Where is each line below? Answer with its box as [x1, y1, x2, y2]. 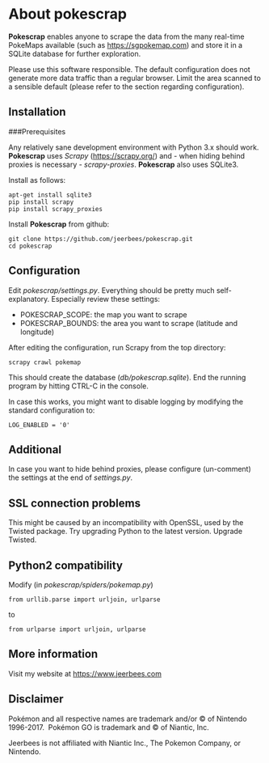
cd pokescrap [8, 242, 53, 250]
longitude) [19, 327, 55, 337]
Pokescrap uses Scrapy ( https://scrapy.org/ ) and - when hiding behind [8, 150, 245, 160]
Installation [8, 105, 66, 119]
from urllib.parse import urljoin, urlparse [8, 596, 161, 604]
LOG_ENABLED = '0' [8, 421, 70, 429]
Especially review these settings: [51, 294, 160, 303]
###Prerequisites [8, 126, 66, 136]
